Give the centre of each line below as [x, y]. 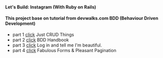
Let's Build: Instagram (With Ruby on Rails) [51, 7]
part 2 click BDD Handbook [41, 40]
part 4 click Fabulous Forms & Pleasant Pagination [64, 50]
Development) [21, 24]
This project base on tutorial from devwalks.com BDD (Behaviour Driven [82, 18]
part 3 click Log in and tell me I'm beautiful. [57, 45]
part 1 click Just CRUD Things [43, 34]
